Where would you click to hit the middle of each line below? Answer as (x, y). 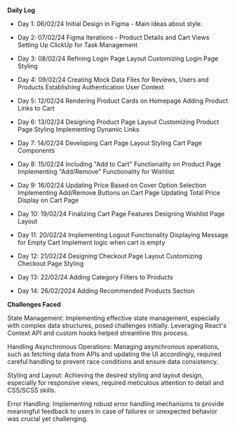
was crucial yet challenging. (48, 419)
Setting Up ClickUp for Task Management (78, 45)
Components (36, 150)
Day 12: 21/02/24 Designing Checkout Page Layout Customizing (110, 256)
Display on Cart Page (48, 200)
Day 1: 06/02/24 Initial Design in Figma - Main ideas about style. (110, 24)
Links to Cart (36, 108)
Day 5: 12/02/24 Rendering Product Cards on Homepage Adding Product (122, 101)
